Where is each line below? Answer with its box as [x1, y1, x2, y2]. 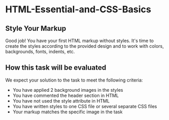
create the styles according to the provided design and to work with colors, [5, 43, 164, 49]
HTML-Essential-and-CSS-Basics [5, 4, 152, 15]
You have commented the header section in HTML [12, 92, 119, 98]
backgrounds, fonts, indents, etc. [5, 49, 75, 54]
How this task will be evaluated [5, 63, 107, 72]
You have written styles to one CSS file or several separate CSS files [12, 103, 157, 109]
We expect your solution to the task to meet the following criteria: [5, 77, 143, 83]
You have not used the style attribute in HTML [12, 97, 110, 104]
